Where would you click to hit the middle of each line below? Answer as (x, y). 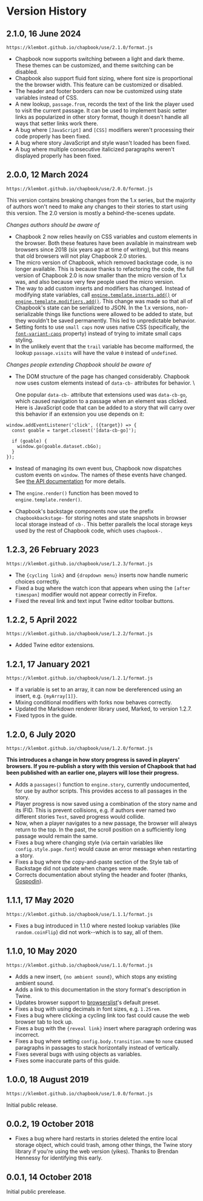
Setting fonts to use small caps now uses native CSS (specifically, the (102, 327)
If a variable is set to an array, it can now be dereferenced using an (98, 690)
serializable (29, 314)
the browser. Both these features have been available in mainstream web (106, 243)
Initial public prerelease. (36, 1192)
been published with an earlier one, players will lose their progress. (93, 773)
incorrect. (27, 1034)
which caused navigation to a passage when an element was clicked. (101, 401)
